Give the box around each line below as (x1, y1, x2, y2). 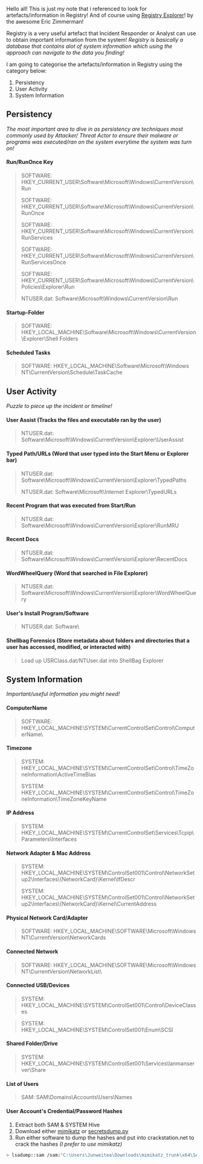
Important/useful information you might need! (6, 690, 120, 698)
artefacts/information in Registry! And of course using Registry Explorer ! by (6, 12, 193, 19)
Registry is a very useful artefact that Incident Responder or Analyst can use (6, 30, 196, 37)
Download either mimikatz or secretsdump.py (14, 1127, 129, 1134)
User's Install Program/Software (6, 610, 89, 617)
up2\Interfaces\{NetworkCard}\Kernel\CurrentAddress (21, 900, 157, 907)
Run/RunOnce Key (6, 159, 54, 166)
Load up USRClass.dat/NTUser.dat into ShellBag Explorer (21, 657, 164, 664)
